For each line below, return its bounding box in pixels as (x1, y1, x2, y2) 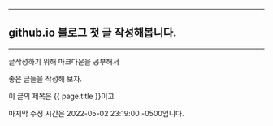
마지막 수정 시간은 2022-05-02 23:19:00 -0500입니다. (8, 108, 184, 118)
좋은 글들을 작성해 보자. (8, 74, 83, 84)
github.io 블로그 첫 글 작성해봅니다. (8, 26, 177, 40)
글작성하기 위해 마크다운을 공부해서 (8, 56, 119, 66)
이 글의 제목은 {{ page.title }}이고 (8, 91, 115, 101)
